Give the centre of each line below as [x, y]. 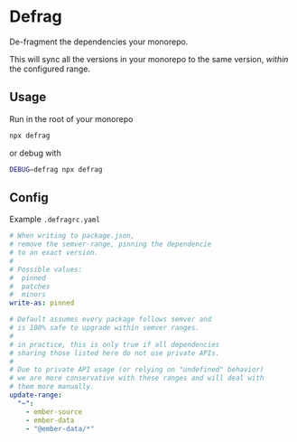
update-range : [36, 395]
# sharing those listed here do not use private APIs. [115, 353]
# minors [28, 295]
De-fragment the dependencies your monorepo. [99, 42]
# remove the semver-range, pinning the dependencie [111, 245]
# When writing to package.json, [72, 236]
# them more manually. [52, 387]
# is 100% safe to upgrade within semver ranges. [105, 328]
